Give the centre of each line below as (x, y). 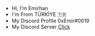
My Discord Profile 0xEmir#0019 (50, 21)
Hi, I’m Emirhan (30, 8)
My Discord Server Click (41, 27)
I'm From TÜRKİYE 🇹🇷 (39, 14)
